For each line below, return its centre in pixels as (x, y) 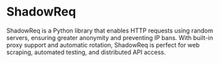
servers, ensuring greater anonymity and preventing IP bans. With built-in (110, 37)
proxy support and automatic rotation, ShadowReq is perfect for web (103, 45)
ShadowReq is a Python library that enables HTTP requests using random (110, 30)
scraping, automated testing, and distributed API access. (86, 52)
